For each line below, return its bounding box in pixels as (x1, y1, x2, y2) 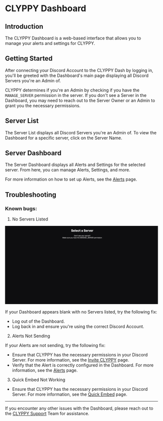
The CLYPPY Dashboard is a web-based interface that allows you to (5, 35, 142, 41)
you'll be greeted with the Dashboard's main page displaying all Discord (5, 73, 149, 78)
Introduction (5, 22, 44, 31)
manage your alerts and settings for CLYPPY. (5, 40, 96, 46)
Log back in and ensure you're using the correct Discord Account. (12, 323, 145, 329)
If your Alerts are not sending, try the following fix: (5, 342, 106, 348)
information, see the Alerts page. (12, 367, 78, 373)
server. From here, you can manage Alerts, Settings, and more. (5, 167, 130, 173)
